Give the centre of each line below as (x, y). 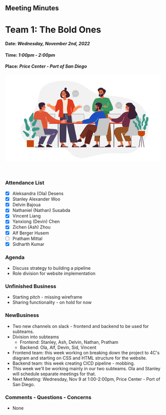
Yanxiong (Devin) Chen (36, 221)
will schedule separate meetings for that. (54, 374)
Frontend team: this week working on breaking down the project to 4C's (86, 352)
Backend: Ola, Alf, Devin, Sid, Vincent (58, 347)
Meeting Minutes (32, 8)
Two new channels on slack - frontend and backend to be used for (81, 326)
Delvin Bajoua (26, 205)
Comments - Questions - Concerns (48, 397)
